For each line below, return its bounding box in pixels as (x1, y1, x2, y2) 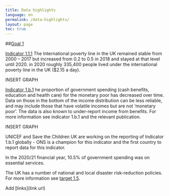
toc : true (5, 27, 27, 32)
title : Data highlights (5, 7, 56, 13)
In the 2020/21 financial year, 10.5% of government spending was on (5, 155, 150, 161)
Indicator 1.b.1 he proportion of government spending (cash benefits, (5, 86, 150, 93)
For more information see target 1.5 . (5, 175, 81, 182)
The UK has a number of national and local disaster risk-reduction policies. (5, 170, 162, 176)
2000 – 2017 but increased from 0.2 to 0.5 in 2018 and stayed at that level (5, 56, 160, 62)
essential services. (5, 160, 45, 166)
